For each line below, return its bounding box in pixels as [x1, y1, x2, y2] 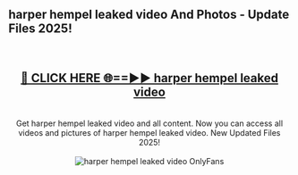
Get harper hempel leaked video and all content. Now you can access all [15, 118, 284, 129]
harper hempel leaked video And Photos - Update [8, 7, 290, 22]
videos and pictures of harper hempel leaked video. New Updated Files [18, 127, 281, 137]
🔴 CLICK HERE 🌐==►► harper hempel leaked [20, 71, 279, 86]
